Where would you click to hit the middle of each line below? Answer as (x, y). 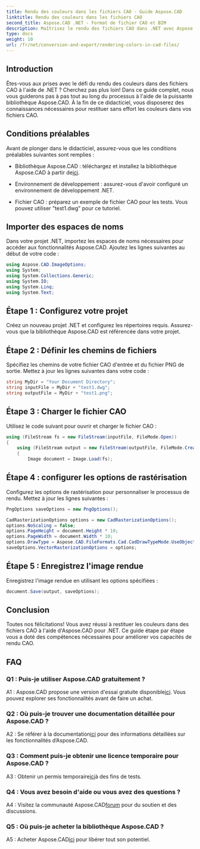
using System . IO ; (28, 281)
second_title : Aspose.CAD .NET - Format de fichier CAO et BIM (86, 23)
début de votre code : (33, 254)
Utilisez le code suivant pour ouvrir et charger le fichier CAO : (81, 426)
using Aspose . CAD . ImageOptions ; (46, 265)
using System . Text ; (30, 293)
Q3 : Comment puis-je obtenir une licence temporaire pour (93, 756)
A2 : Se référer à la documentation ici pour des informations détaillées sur (96, 734)
